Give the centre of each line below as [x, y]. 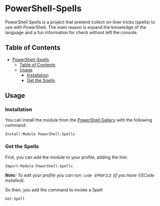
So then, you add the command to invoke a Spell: [54, 190]
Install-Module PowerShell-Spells [40, 134]
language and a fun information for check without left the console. [71, 32]
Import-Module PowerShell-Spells [39, 166]
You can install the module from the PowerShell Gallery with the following [79, 120]
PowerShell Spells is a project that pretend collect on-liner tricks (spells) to [80, 22]
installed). [15, 180]
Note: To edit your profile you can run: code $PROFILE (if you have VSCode [80, 175]
